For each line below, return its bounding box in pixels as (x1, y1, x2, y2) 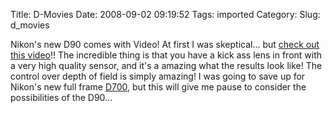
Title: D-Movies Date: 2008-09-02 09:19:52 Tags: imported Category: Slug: (10, 9, 321, 20)
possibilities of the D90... (10, 92, 113, 103)
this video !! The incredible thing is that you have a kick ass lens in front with (10, 49, 323, 61)
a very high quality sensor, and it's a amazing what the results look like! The (10, 60, 323, 71)
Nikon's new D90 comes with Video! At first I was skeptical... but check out (10, 39, 320, 50)
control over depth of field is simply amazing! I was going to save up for (10, 70, 306, 82)
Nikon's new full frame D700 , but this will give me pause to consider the (10, 81, 307, 93)
